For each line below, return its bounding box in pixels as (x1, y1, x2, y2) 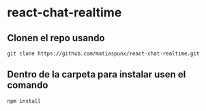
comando (7, 79, 48, 91)
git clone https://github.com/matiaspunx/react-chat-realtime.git (7, 50, 200, 57)
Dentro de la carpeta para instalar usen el (7, 69, 186, 80)
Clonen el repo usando (7, 32, 105, 44)
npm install (7, 97, 41, 104)
